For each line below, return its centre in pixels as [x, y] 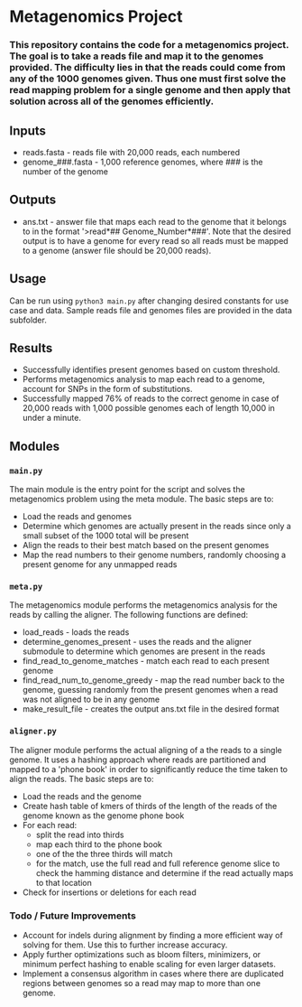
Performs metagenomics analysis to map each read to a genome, [144, 379]
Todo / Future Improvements [73, 916]
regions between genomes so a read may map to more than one [142, 983]
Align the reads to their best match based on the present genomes [146, 545]
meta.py [26, 586]
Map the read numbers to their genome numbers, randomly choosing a [154, 555]
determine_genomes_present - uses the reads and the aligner [137, 642]
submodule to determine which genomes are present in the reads [144, 651]
